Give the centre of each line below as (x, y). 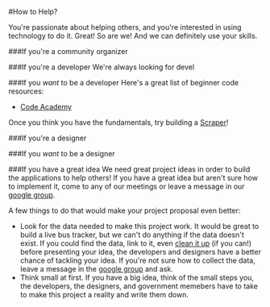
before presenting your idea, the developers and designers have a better (141, 252)
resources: (26, 91)
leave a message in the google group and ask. (96, 269)
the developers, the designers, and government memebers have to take (139, 286)
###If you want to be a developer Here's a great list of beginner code (124, 83)
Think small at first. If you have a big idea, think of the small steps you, (137, 278)
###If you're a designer (48, 138)
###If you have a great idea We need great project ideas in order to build (129, 169)
